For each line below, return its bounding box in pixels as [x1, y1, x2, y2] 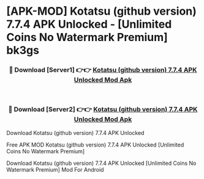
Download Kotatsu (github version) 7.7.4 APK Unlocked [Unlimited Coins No [6, 159, 197, 167]
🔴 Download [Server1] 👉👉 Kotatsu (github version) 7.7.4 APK [9, 66, 197, 74]
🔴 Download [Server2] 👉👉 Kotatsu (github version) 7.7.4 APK [8, 105, 198, 114]
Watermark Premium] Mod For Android [6, 166, 104, 173]
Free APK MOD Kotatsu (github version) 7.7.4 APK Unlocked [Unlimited [6, 141, 184, 148]
